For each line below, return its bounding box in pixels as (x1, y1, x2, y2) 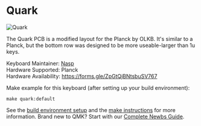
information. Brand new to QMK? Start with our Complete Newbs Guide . (6, 113, 185, 120)
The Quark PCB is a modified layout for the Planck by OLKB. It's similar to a (6, 35, 193, 42)
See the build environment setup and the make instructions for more (6, 106, 176, 113)
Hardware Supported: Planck (6, 66, 78, 73)
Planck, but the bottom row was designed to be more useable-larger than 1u (6, 42, 196, 49)
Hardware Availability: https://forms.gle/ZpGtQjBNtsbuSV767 (6, 72, 158, 80)
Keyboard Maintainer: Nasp (6, 60, 74, 67)
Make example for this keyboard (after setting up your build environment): (6, 84, 190, 91)
